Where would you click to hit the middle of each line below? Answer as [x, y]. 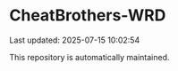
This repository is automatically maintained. [89, 57]
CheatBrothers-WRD [88, 16]
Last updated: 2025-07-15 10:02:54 [75, 40]
